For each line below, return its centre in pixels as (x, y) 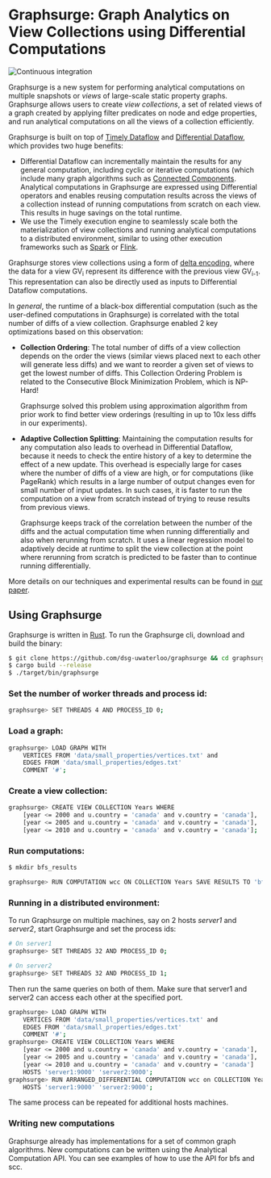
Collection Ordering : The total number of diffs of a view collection (130, 347)
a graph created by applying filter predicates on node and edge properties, (133, 113)
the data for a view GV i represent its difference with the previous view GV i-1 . (134, 272)
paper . (19, 590)
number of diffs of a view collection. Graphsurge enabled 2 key (113, 323)
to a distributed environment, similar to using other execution (121, 238)
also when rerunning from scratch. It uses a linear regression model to (137, 540)
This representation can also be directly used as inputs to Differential (123, 282)
